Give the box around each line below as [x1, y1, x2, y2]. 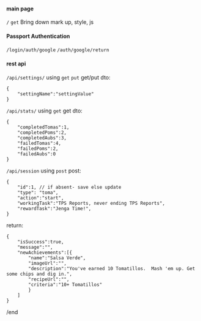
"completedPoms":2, [17, 129, 67, 136]
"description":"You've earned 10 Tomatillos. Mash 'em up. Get [28, 265, 196, 271]
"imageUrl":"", [28, 260, 67, 266]
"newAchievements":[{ [17, 249, 72, 256]
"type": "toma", [17, 190, 59, 196]
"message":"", [17, 244, 53, 250]
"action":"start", [17, 194, 64, 201]
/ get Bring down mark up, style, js [6, 18, 94, 26]
